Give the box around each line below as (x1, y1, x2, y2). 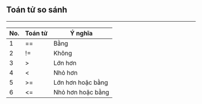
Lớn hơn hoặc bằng (53, 78, 108, 87)
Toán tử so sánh (6, 5, 67, 15)
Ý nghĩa (70, 29, 93, 37)
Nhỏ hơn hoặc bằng (53, 88, 109, 96)
